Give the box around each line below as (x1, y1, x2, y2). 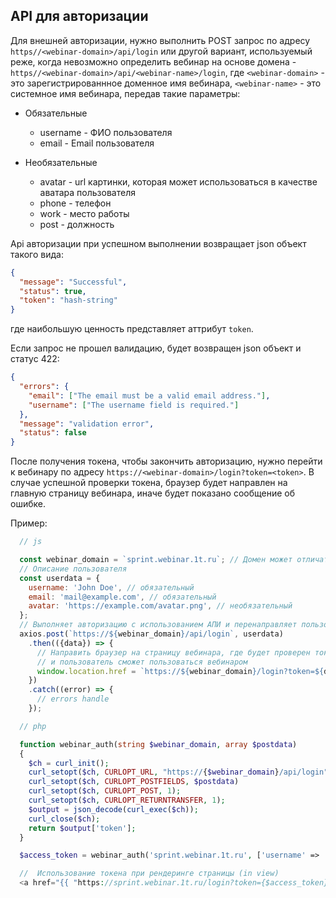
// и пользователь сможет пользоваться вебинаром (36, 657, 248, 667)
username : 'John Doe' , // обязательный (28, 582, 195, 593)
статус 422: (10, 353, 60, 365)
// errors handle (36, 694, 110, 704)
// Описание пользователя (19, 564, 128, 574)
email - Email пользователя (39, 137, 155, 149)
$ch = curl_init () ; (28, 758, 110, 768)
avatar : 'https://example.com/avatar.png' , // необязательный (28, 601, 293, 611)
